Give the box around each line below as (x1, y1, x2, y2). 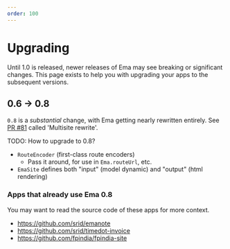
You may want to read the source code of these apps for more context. (7, 205, 210, 214)
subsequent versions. (7, 78, 69, 86)
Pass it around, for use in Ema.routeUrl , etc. (27, 157, 152, 166)
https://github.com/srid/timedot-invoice (17, 226, 130, 234)
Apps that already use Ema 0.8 (7, 190, 113, 200)
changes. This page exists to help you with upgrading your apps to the (7, 70, 209, 78)
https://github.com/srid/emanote (17, 219, 111, 227)
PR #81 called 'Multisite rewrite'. (7, 123, 98, 132)
